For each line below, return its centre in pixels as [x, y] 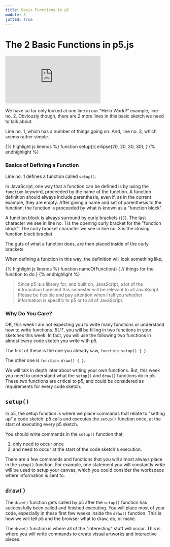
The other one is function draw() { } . [45, 360]
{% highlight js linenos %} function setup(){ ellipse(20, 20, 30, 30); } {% [80, 147]
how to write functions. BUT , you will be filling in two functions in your [78, 330]
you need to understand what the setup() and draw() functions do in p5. [81, 375]
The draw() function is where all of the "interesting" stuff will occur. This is [83, 528]
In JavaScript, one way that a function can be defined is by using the [77, 186]
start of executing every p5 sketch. [42, 424]
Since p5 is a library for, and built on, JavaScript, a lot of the [80, 284]
